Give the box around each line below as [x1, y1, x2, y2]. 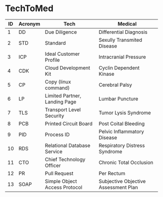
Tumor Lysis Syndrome [98, 109, 151, 116]
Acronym [18, 20, 40, 27]
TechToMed [5, 3, 54, 14]
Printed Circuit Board [45, 120, 93, 127]
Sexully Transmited [98, 36, 142, 43]
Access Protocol [45, 184, 82, 191]
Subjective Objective [98, 178, 146, 184]
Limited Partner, [45, 92, 81, 99]
